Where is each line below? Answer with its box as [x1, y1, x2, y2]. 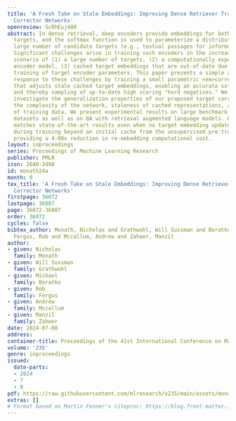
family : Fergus [13, 291, 58, 299]
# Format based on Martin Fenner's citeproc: [7, 403, 143, 410]
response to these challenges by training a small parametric [13, 75, 199, 83]
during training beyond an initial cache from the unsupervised [13, 128, 206, 135]
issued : [7, 357, 30, 365]
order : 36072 [7, 213, 46, 220]
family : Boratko [13, 279, 61, 286]
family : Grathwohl [13, 265, 68, 272]
